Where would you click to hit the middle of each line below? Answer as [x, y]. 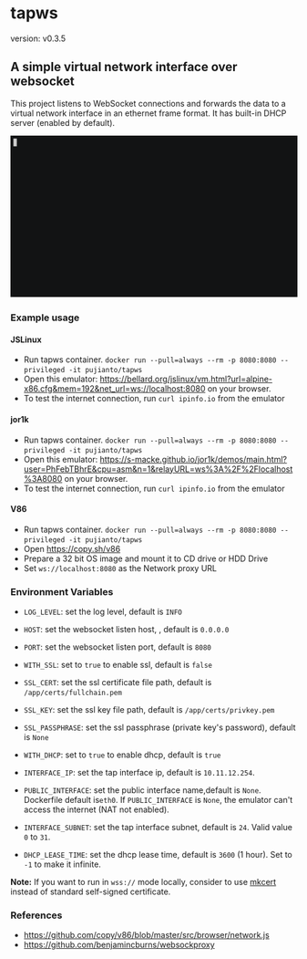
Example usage [45, 318]
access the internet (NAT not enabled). [96, 809]
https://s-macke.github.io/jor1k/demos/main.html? [194, 459]
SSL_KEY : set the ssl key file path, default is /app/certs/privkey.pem [149, 710]
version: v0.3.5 [38, 38]
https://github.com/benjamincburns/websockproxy [119, 945]
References [36, 915]
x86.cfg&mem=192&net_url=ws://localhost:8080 [114, 389]
